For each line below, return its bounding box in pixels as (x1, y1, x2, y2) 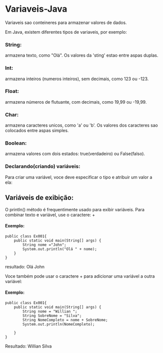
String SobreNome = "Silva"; (22, 313, 82, 318)
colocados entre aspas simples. (5, 128, 69, 133)
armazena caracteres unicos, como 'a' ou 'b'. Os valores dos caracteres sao (5, 122, 158, 128)
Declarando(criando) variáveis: (5, 163, 81, 170)
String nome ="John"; (22, 242, 67, 247)
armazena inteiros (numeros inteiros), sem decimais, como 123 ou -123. (5, 76, 149, 82)
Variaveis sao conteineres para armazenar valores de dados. (5, 20, 127, 25)
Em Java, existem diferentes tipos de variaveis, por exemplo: (5, 29, 127, 35)
